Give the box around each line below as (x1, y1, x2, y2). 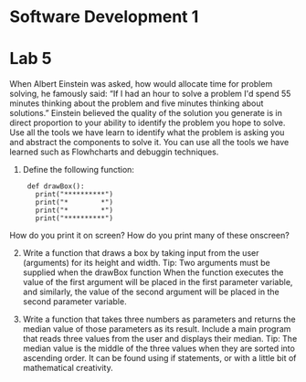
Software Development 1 (9, 6, 199, 27)
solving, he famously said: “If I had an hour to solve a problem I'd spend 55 (9, 89, 291, 100)
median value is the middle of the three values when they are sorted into (22, 343, 295, 354)
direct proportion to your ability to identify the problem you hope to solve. (9, 117, 286, 129)
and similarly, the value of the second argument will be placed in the (22, 286, 280, 298)
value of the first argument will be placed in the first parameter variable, (22, 277, 293, 288)
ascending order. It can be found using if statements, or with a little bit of (22, 353, 297, 364)
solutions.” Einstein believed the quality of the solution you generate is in (9, 108, 283, 119)
